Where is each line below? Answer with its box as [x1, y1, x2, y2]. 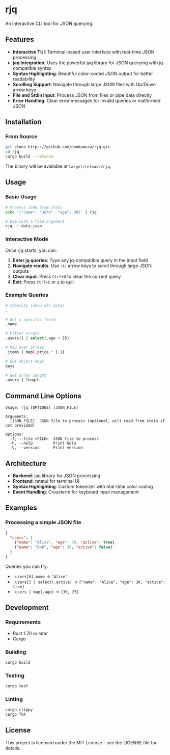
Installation [5, 118, 42, 126]
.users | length [5, 377, 40, 383]
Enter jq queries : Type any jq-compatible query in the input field [12, 257, 148, 263]
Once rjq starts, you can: [5, 247, 58, 253]
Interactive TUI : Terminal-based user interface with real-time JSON [12, 48, 155, 55]
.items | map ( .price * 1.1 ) [5, 349, 65, 355]
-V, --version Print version [10, 445, 83, 451]
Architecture [5, 459, 47, 467]
